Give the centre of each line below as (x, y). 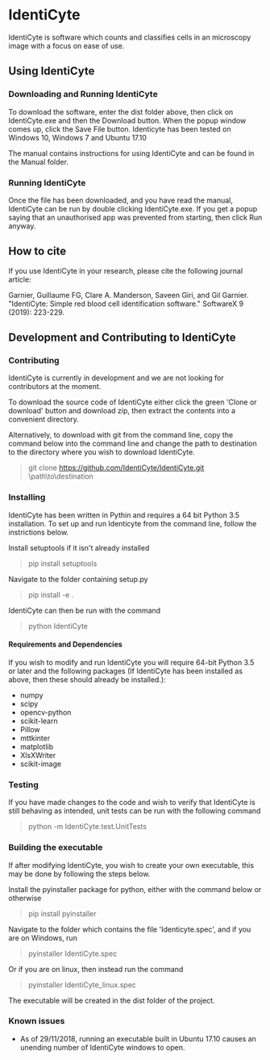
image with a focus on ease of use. (66, 45)
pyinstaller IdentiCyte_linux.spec (82, 985)
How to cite (37, 251)
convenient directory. (44, 419)
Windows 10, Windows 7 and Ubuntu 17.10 (78, 137)
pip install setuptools (62, 564)
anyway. (22, 226)
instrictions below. (39, 532)
